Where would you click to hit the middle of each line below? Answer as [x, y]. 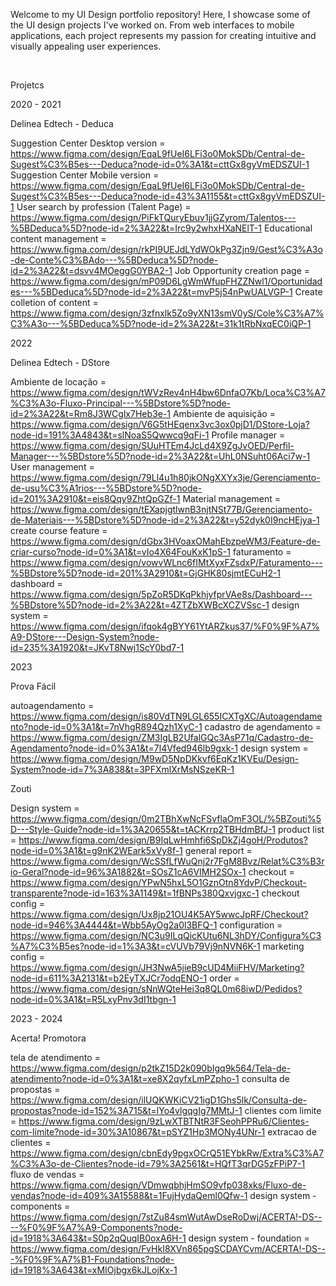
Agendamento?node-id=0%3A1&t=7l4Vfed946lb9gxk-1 [124, 748]
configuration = [251, 925]
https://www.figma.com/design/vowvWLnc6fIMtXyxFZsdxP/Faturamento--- [166, 562]
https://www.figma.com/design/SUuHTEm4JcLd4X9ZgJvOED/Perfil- [152, 445]
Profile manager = [248, 435]
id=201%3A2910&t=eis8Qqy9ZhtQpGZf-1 [95, 498]
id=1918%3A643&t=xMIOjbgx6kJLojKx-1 [94, 1270]
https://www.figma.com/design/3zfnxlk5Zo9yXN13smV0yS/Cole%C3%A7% [167, 313]
